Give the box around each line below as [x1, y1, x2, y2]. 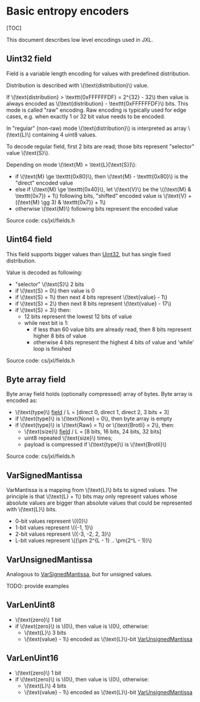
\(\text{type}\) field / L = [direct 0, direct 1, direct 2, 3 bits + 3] [15, 409, 170, 416]
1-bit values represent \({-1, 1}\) [15, 524, 93, 531]
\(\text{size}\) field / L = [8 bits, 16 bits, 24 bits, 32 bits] [24, 428, 162, 435]
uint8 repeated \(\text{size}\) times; [24, 434, 113, 441]
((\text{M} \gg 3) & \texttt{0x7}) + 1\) [15, 199, 106, 206]
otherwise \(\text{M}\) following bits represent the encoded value [15, 205, 178, 212]
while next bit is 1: [24, 319, 68, 326]
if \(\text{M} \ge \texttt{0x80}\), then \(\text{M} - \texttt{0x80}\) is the [15, 172, 188, 180]
